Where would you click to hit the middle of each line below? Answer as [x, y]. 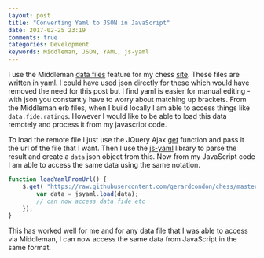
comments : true [33, 37]
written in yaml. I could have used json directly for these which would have [129, 83]
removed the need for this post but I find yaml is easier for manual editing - [130, 91]
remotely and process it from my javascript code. [88, 124]
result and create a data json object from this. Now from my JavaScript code [132, 157]
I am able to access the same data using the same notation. [104, 165]
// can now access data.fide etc [91, 201]
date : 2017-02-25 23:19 [47, 30]
